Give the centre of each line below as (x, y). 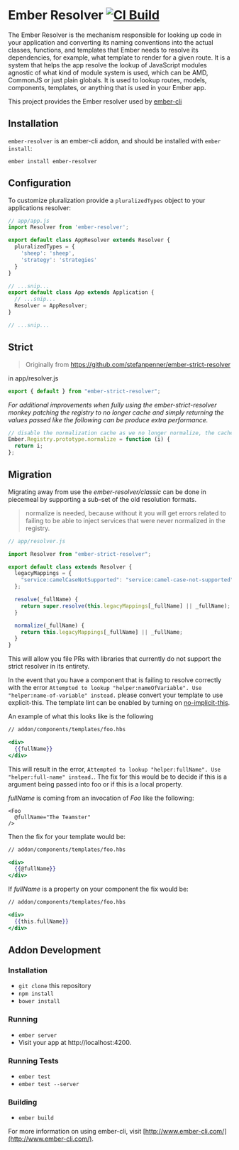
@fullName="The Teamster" (53, 817)
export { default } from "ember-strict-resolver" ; (84, 391)
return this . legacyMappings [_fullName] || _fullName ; (102, 632)
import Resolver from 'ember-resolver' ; (69, 227)
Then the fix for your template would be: (67, 836)
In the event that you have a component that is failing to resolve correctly (115, 680)
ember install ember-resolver (53, 161)
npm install (36, 994)
